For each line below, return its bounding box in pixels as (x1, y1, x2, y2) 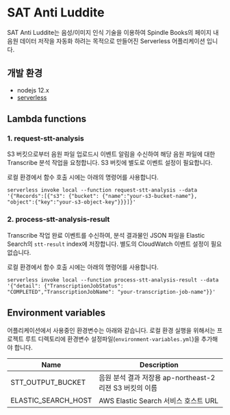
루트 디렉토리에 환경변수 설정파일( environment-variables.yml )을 (25, 334, 200, 343)
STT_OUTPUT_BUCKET (10, 377, 86, 387)
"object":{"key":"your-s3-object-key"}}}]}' (7, 199, 136, 206)
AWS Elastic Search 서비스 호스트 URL (99, 396, 219, 405)
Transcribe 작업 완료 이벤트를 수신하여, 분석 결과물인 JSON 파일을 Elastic (7, 231, 205, 239)
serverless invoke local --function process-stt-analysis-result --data (7, 276, 219, 284)
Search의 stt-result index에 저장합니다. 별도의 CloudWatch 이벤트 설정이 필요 (7, 240, 222, 248)
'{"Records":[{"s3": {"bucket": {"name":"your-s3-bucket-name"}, (7, 193, 197, 200)
